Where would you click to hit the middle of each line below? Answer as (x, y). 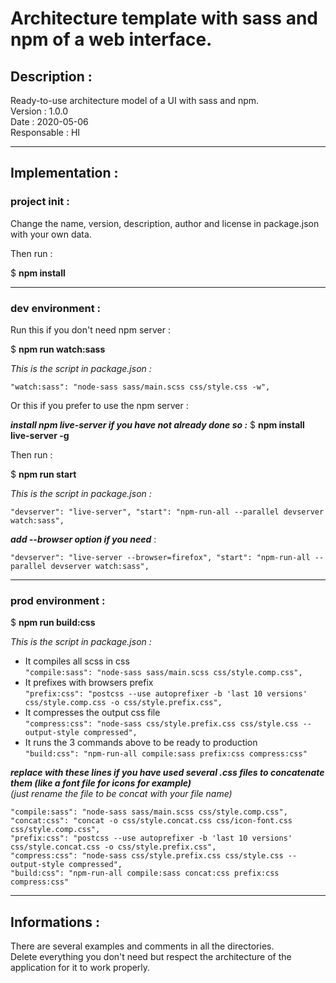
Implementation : (64, 173)
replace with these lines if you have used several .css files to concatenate (167, 773)
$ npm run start (43, 474)
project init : (40, 202)
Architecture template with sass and (164, 18)
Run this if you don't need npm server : (90, 329)
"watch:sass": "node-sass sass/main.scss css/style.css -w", (140, 387)
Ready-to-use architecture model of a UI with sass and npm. (135, 100)
